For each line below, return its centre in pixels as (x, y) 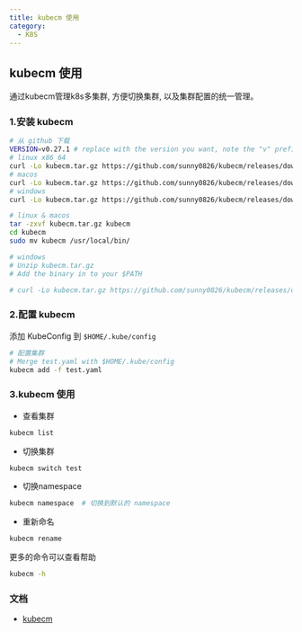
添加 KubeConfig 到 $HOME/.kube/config (83, 336)
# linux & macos (40, 216)
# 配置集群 (27, 353)
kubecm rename (36, 539)
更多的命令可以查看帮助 (53, 557)
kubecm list (31, 432)
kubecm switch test (46, 468)
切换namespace (52, 486)
